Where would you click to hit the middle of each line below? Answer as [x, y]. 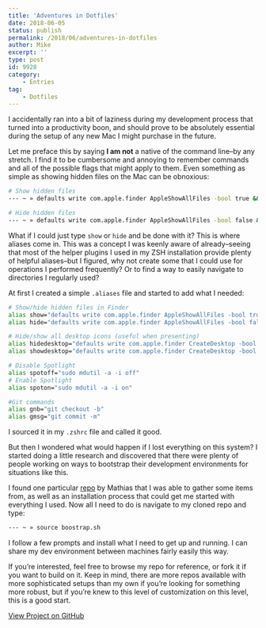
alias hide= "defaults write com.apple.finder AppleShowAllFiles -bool [127, 322]
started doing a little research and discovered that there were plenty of [123, 456]
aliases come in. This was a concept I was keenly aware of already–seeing [129, 243]
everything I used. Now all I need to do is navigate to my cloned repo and [127, 505]
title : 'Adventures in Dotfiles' [63, 15]
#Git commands [32, 402]
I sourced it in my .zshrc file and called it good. [85, 432]
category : [25, 75]
